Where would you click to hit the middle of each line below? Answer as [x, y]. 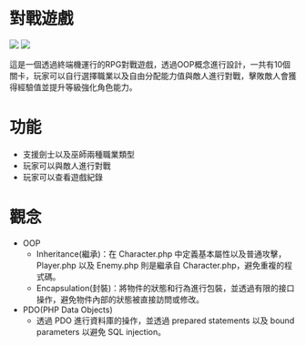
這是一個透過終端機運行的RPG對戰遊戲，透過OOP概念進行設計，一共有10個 [150, 64]
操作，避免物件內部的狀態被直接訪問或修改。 [120, 299]
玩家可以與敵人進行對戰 [66, 166]
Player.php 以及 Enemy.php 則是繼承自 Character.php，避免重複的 [160, 265]
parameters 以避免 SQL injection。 [101, 331]
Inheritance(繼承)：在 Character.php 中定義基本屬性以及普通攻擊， [161, 254]
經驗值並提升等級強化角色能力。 [77, 86]
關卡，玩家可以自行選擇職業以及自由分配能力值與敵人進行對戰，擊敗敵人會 [149, 76]
